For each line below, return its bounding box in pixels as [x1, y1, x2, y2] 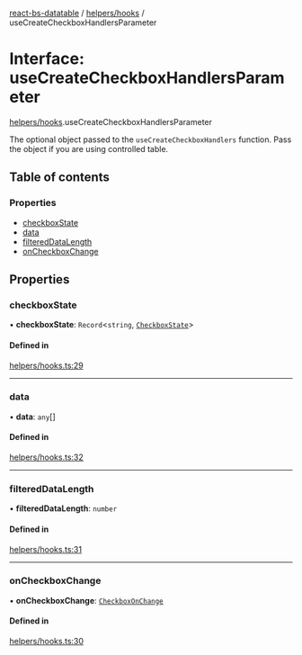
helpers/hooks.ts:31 [9, 543, 83, 554]
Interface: [9, 49, 85, 69]
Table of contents [9, 170, 110, 185]
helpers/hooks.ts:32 [9, 452, 84, 462]
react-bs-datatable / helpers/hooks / [9, 8, 146, 18]
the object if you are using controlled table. [9, 143, 169, 154]
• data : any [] [9, 411, 56, 422]
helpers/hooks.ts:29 [9, 360, 84, 371]
